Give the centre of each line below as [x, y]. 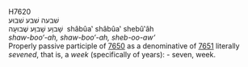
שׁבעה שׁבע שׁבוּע [34, 20]
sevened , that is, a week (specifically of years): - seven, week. [112, 54]
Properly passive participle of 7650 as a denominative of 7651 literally [124, 46]
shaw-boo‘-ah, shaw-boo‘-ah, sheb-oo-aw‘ [82, 37]
